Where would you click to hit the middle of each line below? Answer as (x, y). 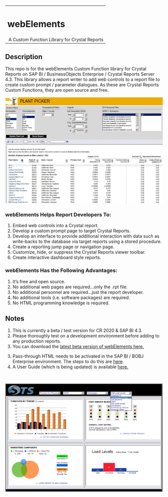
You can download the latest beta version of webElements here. (78, 347)
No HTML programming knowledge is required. (61, 303)
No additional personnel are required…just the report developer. (78, 292)
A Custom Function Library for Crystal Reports (56, 39)
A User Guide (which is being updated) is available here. (70, 367)
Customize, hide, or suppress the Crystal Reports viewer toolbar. (79, 252)
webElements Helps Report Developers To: (58, 215)
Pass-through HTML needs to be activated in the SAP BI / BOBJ (78, 356)
